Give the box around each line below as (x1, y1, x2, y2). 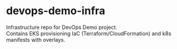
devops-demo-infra (6, 4, 105, 18)
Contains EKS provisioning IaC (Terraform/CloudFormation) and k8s (6, 30, 172, 37)
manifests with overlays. (6, 36, 66, 43)
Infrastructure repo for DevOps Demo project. (6, 24, 117, 31)
